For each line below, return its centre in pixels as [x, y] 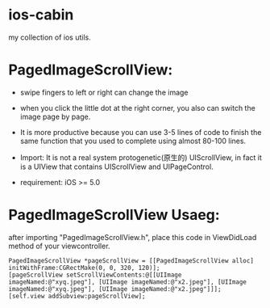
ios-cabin [41, 15]
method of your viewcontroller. [59, 246]
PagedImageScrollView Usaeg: [114, 215]
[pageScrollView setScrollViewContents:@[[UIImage [95, 275]
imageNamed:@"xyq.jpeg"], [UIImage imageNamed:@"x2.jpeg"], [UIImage [128, 282]
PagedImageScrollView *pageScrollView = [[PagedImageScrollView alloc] [131, 260]
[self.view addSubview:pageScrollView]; [77, 296]
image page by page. [55, 116]
